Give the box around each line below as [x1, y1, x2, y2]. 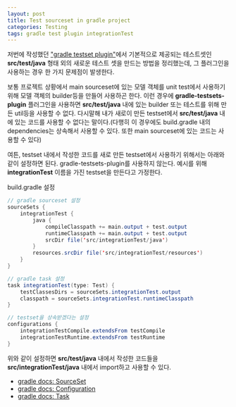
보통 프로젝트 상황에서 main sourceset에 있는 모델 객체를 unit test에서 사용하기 [7, 82, 225, 92]
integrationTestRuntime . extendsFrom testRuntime [20, 334, 166, 341]
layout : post [7, 10, 46, 18]
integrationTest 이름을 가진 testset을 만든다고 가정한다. [7, 168, 163, 177]
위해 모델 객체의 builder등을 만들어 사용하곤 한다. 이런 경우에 [7, 92, 174, 100]
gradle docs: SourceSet [17, 377, 87, 385]
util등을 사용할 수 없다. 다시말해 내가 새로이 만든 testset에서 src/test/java [14, 109, 218, 118]
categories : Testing [7, 23, 68, 30]
